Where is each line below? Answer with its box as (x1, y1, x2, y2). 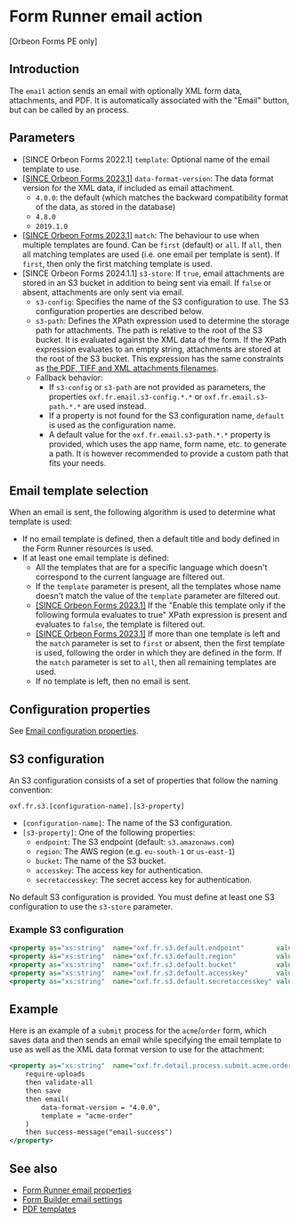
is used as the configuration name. (48, 420, 176, 430)
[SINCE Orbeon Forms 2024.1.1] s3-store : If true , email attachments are (21, 268, 285, 279)
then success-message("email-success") (25, 1127, 174, 1137)
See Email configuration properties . (9, 726, 140, 736)
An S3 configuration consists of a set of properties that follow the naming (9, 775, 279, 786)
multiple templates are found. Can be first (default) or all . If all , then (21, 239, 282, 250)
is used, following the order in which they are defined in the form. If (35, 647, 282, 658)
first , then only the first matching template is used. (21, 258, 213, 269)
